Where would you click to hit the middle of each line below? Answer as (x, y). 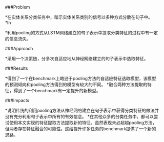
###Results (17, 68)
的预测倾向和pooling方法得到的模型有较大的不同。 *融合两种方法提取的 (76, 84)
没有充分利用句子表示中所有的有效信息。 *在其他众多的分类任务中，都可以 (79, 116)
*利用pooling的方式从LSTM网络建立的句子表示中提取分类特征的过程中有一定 (82, 33)
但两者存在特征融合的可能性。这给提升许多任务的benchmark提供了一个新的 (81, 129)
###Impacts (17, 100)
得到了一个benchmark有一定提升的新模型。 (57, 91)
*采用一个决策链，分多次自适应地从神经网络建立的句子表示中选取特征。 (77, 59)
